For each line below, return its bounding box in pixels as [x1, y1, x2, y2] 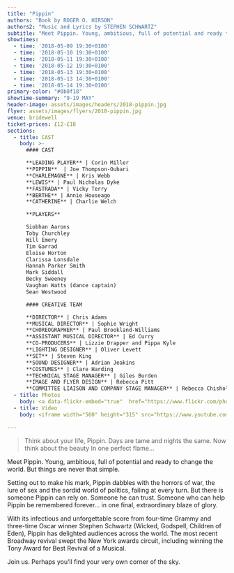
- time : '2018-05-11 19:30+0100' [13, 56, 111, 63]
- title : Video [13, 405, 58, 412]
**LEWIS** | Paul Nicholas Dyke [25, 179, 120, 186]
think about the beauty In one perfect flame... [24, 444, 155, 452]
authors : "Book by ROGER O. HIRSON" [7, 17, 114, 24]
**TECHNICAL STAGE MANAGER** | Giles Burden [25, 372, 157, 379]
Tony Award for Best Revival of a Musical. [7, 544, 127, 552]
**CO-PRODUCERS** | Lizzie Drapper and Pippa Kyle [25, 340, 176, 347]
